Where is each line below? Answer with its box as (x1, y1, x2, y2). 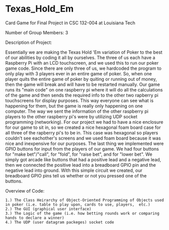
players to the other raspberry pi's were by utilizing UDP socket (5, 113, 138, 119)
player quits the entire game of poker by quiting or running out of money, (5, 76, 157, 82)
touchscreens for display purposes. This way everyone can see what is (5, 97, 154, 104)
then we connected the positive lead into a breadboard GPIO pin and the (5, 162, 156, 168)
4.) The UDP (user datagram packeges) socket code (5, 219, 114, 225)
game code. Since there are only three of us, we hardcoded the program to (5, 65, 162, 71)
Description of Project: (5, 39, 52, 45)
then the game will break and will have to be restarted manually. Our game (5, 81, 160, 87)
